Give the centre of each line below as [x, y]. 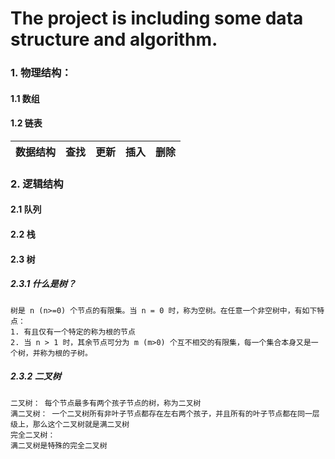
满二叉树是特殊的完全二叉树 [59, 445]
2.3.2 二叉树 [36, 376]
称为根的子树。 [66, 353]
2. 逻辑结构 [37, 184]
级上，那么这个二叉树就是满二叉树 [70, 424]
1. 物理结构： [41, 73]
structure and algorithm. [114, 39]
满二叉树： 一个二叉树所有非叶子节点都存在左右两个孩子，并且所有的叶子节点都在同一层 [165, 413]
